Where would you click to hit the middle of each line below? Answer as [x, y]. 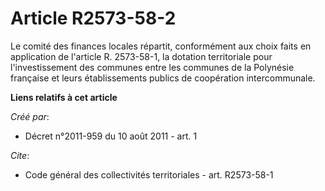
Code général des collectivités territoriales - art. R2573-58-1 [149, 174]
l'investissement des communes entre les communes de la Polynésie [152, 67]
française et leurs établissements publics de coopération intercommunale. [163, 78]
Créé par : [30, 116]
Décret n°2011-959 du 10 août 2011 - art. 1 [111, 136]
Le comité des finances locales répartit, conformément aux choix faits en [161, 46]
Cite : [20, 155]
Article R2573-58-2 [93, 18]
